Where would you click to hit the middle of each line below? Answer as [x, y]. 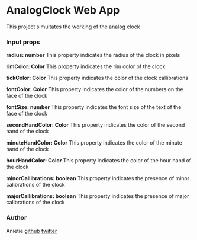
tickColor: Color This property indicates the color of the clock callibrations [97, 78]
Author [17, 218]
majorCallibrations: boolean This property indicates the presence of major [98, 196]
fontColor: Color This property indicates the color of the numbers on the [95, 89]
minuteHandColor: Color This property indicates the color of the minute [94, 143]
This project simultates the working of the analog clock [73, 27]
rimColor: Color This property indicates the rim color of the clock [86, 66]
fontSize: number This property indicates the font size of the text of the [94, 107]
